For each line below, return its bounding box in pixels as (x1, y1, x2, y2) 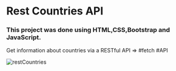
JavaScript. (6, 33, 41, 42)
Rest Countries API (6, 4, 104, 18)
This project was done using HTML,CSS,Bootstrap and (6, 26, 170, 34)
